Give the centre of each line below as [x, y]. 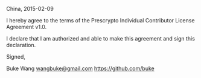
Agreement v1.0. [27, 27]
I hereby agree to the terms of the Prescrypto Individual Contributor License [101, 20]
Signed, [16, 57]
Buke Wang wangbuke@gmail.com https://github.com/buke [81, 68]
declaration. [21, 45]
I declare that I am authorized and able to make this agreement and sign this [101, 38]
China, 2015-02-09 [30, 9]
